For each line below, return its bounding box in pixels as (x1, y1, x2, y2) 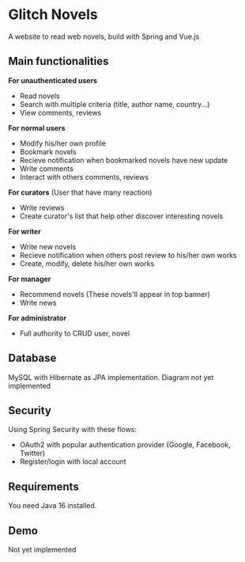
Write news (19, 298, 57, 307)
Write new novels (19, 241, 77, 251)
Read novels (19, 91, 61, 101)
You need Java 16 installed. (8, 501, 97, 511)
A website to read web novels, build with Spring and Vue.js (8, 32, 200, 41)
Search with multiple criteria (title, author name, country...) (19, 99, 210, 108)
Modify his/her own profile (19, 139, 107, 148)
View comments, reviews (19, 108, 102, 117)
